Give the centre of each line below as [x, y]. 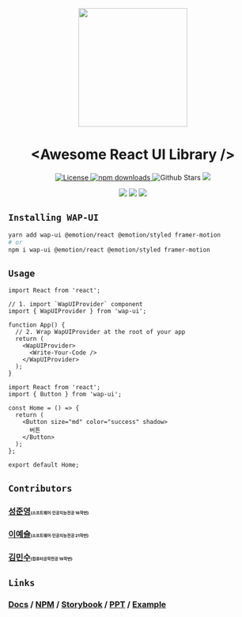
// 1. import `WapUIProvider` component [76, 305]
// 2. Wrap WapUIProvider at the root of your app [100, 332]
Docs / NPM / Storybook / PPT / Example [87, 604]
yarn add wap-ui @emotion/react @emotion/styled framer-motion [115, 235]
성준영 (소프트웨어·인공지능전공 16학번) [49, 511]
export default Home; [44, 465]
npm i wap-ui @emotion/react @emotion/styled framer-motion [110, 250]
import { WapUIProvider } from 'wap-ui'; [78, 312]
